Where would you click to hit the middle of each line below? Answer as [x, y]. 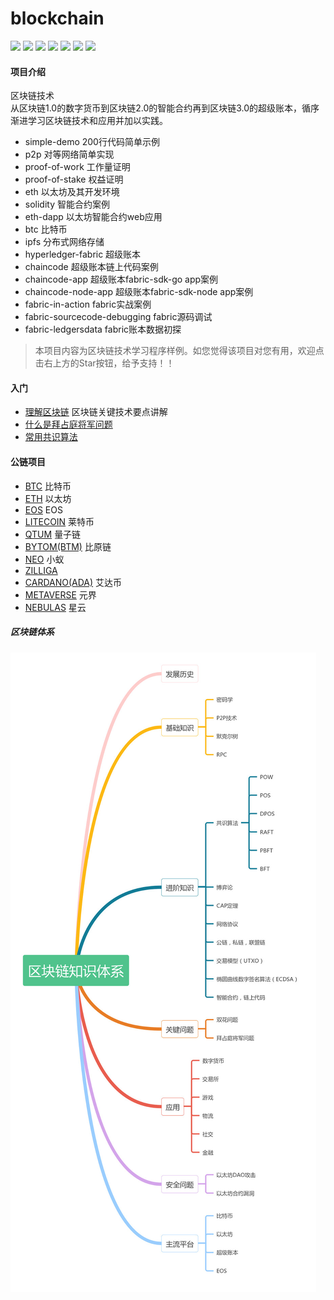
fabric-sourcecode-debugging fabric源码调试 [118, 317]
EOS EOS [43, 509]
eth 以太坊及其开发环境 [72, 192]
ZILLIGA [41, 570]
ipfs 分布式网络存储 [64, 242]
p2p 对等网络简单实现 [69, 154]
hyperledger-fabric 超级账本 [83, 254]
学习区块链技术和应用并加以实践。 [97, 121]
